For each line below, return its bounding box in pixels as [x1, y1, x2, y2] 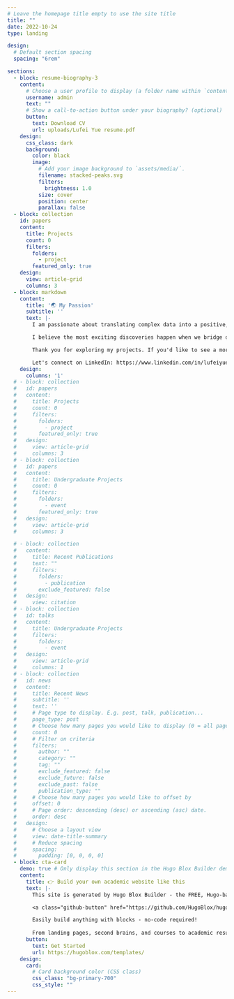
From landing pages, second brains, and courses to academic [32, 930, 214, 937]
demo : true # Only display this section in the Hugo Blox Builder [19, 866, 217, 873]
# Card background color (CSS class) [32, 968, 141, 975]
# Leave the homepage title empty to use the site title [7, 10, 176, 17]
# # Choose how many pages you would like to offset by [13, 794, 192, 801]
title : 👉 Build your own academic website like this [25, 878, 186, 885]
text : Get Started [32, 942, 86, 949]
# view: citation [13, 599, 77, 606]
